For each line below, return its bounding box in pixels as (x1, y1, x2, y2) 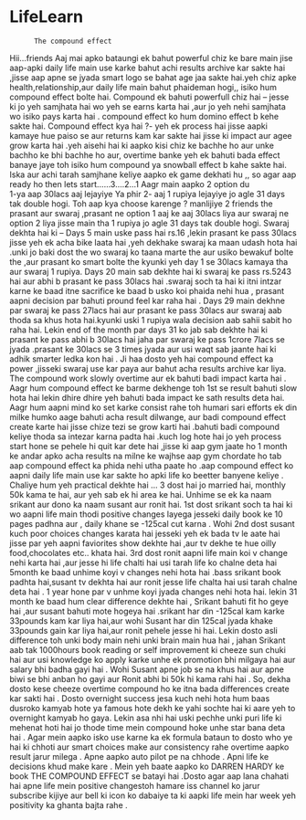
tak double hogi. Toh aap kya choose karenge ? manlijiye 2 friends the (9, 198, 273, 209)
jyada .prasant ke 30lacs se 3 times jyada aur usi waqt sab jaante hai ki (9, 343, 277, 354)
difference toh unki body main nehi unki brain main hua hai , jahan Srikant (9, 635, 286, 646)
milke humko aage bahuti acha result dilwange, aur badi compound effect (9, 411, 286, 422)
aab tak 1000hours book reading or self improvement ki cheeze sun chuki (9, 644, 286, 655)
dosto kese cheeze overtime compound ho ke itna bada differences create (9, 683, 290, 694)
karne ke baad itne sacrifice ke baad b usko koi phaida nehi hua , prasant (9, 285, 285, 296)
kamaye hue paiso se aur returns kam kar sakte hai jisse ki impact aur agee (9, 130, 292, 141)
